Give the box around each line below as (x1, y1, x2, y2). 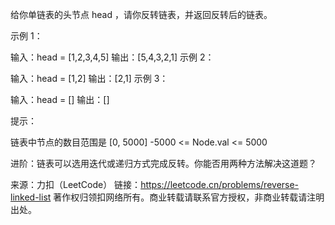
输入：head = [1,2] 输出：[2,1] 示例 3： (10, 73, 169, 84)
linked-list (10, 191, 52, 203)
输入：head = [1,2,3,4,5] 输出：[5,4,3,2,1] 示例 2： (10, 51, 215, 63)
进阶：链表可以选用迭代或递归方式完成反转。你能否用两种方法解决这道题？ (10, 158, 317, 169)
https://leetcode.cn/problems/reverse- (140, 179, 300, 190)
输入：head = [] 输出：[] (10, 94, 110, 105)
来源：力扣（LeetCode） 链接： (10, 179, 142, 190)
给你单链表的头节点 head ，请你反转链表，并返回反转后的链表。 (10, 9, 273, 20)
